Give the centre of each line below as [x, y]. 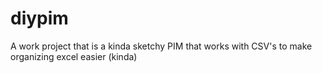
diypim [39, 18]
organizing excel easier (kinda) [74, 56]
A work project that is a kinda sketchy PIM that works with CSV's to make [161, 46]
